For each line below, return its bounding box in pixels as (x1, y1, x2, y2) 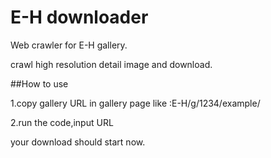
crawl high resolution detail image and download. (10, 58, 213, 70)
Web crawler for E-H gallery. (10, 39, 128, 51)
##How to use (10, 77, 69, 90)
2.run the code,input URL (10, 116, 114, 128)
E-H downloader (10, 6, 149, 29)
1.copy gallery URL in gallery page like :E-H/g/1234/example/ (10, 97, 261, 109)
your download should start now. (10, 136, 146, 148)
